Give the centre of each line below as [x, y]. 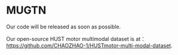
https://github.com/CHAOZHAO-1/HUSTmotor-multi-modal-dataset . [89, 46]
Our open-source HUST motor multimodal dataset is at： [76, 38]
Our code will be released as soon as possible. [64, 27]
